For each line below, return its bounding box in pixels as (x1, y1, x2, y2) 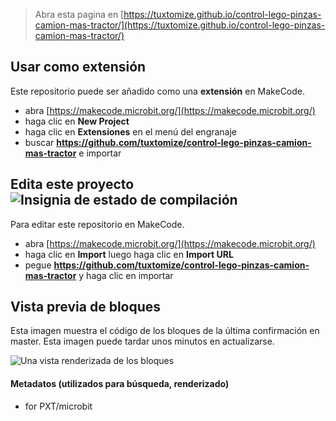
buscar (24, 136, 55, 148)
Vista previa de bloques (10, 299, 162, 316)
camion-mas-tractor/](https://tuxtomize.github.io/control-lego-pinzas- (34, 19, 326, 31)
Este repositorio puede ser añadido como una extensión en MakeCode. (10, 85, 306, 97)
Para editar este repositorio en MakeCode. (10, 218, 185, 230)
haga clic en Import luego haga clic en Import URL (24, 248, 234, 260)
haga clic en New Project (24, 115, 130, 127)
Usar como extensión (10, 59, 147, 76)
